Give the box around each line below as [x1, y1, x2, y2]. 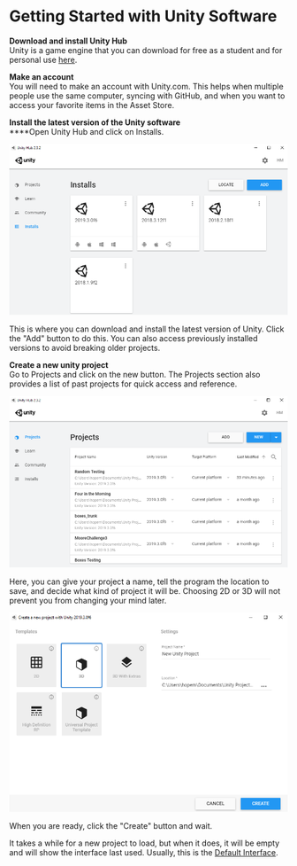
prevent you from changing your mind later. [9, 595, 167, 605]
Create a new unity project [9, 360, 109, 371]
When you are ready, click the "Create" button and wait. [9, 820, 213, 831]
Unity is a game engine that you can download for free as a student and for [9, 44, 283, 55]
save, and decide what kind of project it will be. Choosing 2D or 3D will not [9, 585, 281, 596]
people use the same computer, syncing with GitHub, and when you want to [9, 90, 286, 101]
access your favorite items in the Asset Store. [9, 99, 175, 110]
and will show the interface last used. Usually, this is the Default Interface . [9, 846, 278, 857]
